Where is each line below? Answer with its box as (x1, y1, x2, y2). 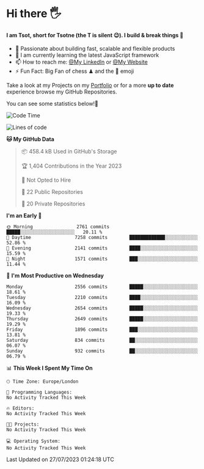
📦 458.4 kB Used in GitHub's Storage (21, 148, 117, 155)
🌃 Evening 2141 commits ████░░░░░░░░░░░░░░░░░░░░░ (6, 245, 199, 251)
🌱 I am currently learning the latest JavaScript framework (15, 51, 159, 59)
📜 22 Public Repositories (21, 188, 84, 196)
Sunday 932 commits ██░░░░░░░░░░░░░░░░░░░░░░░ (6, 348, 199, 354)
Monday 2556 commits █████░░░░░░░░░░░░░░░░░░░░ (6, 284, 199, 290)
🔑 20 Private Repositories (21, 200, 86, 207)
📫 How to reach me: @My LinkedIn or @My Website (15, 58, 148, 66)
